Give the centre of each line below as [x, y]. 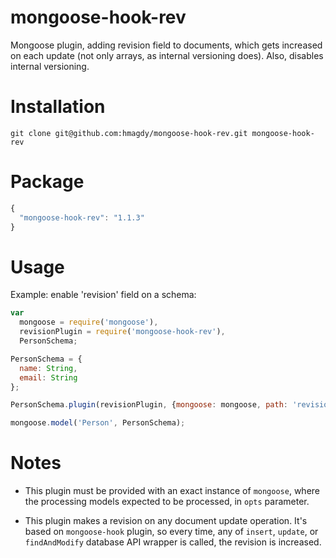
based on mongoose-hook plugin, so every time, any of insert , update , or [171, 532]
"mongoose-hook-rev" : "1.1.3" [82, 217]
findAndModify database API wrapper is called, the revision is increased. [173, 542]
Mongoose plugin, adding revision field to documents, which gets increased [166, 45]
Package [47, 182]
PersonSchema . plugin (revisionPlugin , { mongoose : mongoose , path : [149, 405]
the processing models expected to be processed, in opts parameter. [167, 502]
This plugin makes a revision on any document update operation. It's [166, 521]
